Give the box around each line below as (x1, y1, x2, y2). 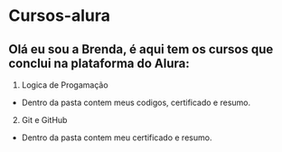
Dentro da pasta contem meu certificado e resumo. (21, 132, 212, 143)
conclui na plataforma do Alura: (8, 55, 191, 71)
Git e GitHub (21, 115, 68, 125)
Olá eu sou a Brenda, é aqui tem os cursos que (8, 42, 274, 57)
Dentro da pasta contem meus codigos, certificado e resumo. (21, 97, 251, 108)
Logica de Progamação (21, 80, 109, 90)
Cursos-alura (8, 5, 110, 26)
